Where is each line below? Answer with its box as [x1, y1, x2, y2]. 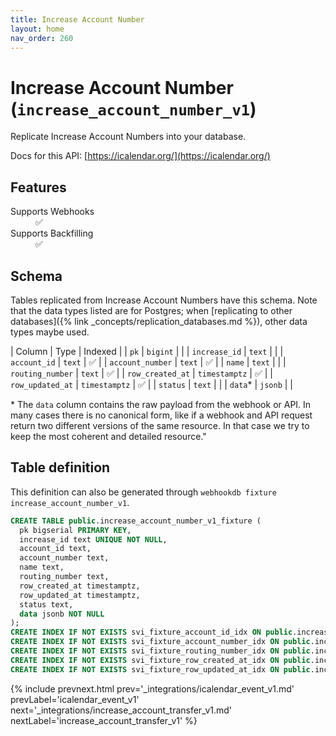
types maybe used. [10, 326, 90, 338]
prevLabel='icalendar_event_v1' [10, 693, 140, 705]
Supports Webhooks [10, 206, 95, 218]
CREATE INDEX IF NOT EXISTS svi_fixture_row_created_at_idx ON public [10, 655, 311, 665]
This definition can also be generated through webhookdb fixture [10, 486, 277, 498]
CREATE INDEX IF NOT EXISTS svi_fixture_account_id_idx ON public [10, 627, 293, 638]
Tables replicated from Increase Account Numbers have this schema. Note [10, 294, 318, 306]
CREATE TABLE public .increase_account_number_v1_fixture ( [10, 516, 262, 526]
